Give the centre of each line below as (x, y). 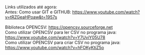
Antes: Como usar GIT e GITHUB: (38, 12)
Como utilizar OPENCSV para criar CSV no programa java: (63, 42)
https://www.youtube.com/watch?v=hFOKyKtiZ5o (55, 48)
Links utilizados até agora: (31, 7)
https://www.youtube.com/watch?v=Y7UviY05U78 (55, 37)
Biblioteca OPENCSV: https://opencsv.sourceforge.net (59, 27)
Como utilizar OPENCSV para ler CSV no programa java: (61, 32)
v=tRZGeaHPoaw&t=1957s (31, 17)
